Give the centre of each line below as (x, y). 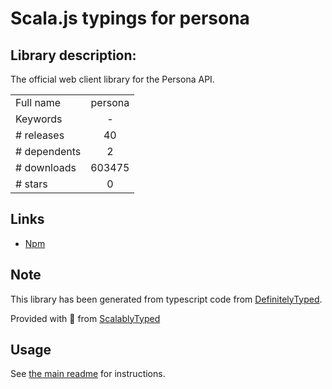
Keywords (39, 119)
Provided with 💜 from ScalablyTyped (85, 318)
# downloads (46, 167)
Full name (38, 102)
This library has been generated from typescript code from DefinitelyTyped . (166, 299)
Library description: (73, 55)
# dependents (48, 151)
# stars (31, 184)
